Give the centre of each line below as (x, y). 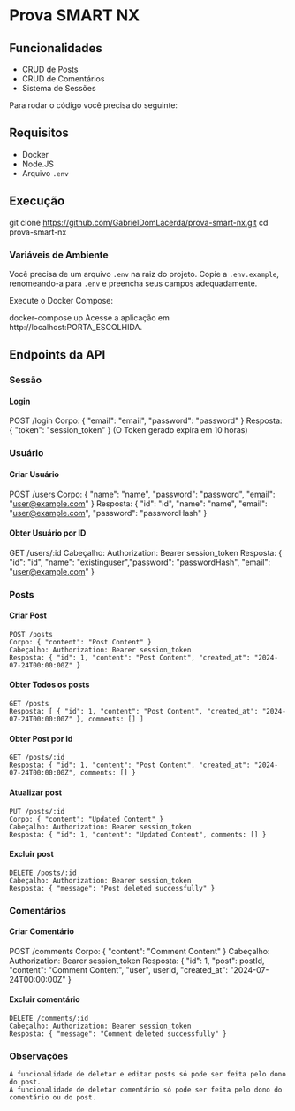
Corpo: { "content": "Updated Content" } (87, 819)
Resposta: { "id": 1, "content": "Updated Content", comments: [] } (138, 834)
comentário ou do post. (53, 1098)
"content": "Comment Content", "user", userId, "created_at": (118, 969)
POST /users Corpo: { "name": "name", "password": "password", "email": (142, 494)
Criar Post (28, 615)
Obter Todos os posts (49, 685)
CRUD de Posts (50, 69)
